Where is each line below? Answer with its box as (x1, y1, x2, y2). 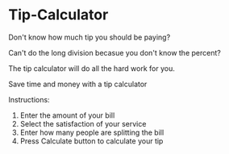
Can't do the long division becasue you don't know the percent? (8, 48, 222, 57)
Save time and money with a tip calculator (8, 79, 148, 89)
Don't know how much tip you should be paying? (8, 32, 171, 42)
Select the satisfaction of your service (19, 119, 147, 128)
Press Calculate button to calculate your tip (19, 135, 164, 146)
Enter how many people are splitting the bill (19, 127, 164, 137)
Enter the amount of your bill (19, 110, 115, 120)
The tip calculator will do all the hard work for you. (8, 63, 175, 73)
